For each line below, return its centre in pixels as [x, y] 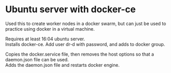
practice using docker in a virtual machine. [50, 29]
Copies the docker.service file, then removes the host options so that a [80, 54]
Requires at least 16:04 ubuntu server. [45, 39]
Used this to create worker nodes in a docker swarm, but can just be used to [86, 23]
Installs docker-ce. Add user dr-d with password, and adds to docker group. [85, 44]
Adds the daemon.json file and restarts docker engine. [63, 65]
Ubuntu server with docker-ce [71, 9]
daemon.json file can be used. [37, 59]
